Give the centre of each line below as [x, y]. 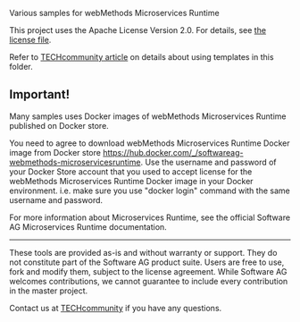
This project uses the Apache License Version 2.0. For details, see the [137, 30]
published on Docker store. [59, 125]
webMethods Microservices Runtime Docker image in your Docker [131, 181]
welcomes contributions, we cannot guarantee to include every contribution [149, 281]
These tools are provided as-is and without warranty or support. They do [143, 252]
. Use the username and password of [208, 162]
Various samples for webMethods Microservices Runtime [115, 13]
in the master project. [49, 291]
